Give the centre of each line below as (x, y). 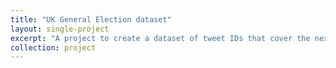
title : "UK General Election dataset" (91, 19)
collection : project (53, 47)
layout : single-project (60, 29)
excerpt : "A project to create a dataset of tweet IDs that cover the (160, 38)
